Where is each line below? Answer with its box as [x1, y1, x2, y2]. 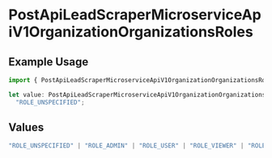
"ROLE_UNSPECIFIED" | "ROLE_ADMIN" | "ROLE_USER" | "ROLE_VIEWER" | [8, 142, 244, 150]
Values [8, 121, 45, 135]
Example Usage [8, 55, 89, 69]
